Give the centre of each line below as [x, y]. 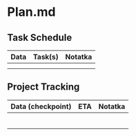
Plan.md [31, 12]
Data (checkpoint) [41, 106]
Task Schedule [40, 38]
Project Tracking [43, 87]
